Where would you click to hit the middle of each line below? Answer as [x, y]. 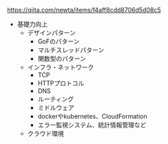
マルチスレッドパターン [71, 50]
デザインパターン [51, 33]
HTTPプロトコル [61, 83]
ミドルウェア [56, 107]
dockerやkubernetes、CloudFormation [92, 116]
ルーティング [56, 99]
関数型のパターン [62, 59]
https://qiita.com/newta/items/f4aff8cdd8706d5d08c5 [84, 10]
